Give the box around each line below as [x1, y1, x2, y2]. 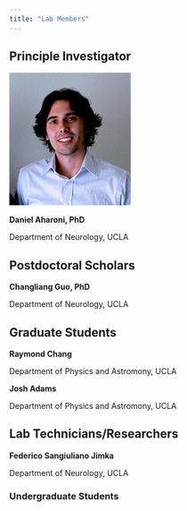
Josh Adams [9, 383, 57, 394]
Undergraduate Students [9, 490, 119, 502]
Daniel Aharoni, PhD [9, 215, 85, 226]
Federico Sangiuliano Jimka [9, 450, 114, 461]
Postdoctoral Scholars [9, 258, 135, 273]
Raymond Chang [9, 349, 73, 360]
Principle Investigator [9, 49, 132, 64]
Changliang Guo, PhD [9, 282, 91, 293]
